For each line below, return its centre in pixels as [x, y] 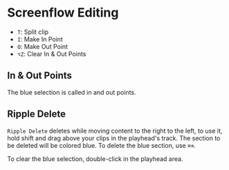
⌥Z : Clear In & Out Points [52, 54]
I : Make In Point [40, 39]
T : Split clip [33, 32]
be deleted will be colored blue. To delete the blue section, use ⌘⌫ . [101, 145]
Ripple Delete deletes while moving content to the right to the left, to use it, [115, 131]
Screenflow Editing [63, 13]
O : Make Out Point [42, 46]
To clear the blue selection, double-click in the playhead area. [95, 159]
